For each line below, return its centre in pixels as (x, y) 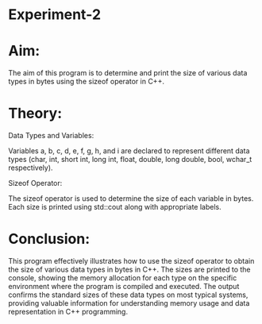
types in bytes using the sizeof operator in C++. (87, 82)
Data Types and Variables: (51, 136)
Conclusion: (49, 239)
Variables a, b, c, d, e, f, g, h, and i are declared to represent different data (129, 151)
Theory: (35, 114)
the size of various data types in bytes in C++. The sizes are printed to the (129, 269)
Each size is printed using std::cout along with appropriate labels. (115, 207)
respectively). (31, 168)
